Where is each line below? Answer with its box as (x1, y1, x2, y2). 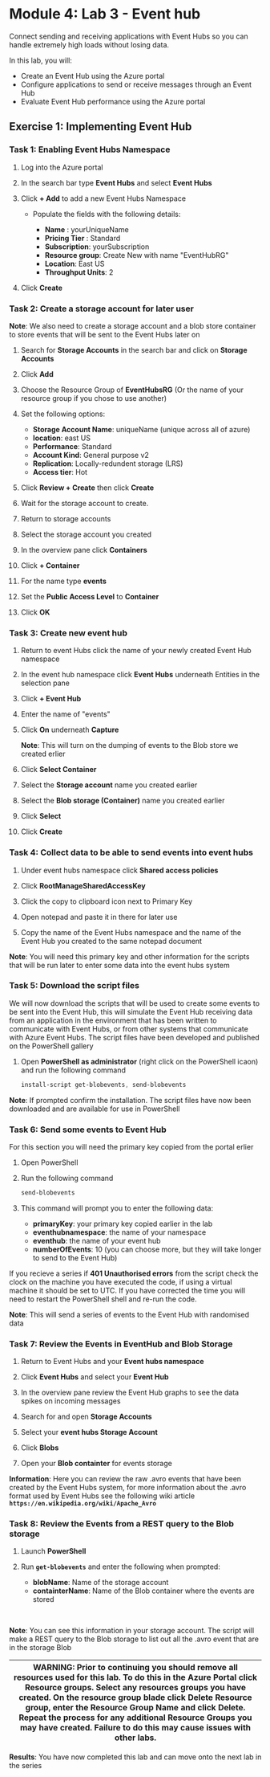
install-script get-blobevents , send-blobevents (20, 1080, 187, 1089)
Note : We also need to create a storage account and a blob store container (9, 321, 256, 330)
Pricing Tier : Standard (44, 233, 121, 243)
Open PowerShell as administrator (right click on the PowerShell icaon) (20, 1056, 259, 1066)
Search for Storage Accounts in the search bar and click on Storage (20, 345, 248, 354)
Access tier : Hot (32, 467, 87, 476)
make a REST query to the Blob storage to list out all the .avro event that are (9, 1634, 260, 1644)
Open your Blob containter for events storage (20, 1459, 173, 1469)
